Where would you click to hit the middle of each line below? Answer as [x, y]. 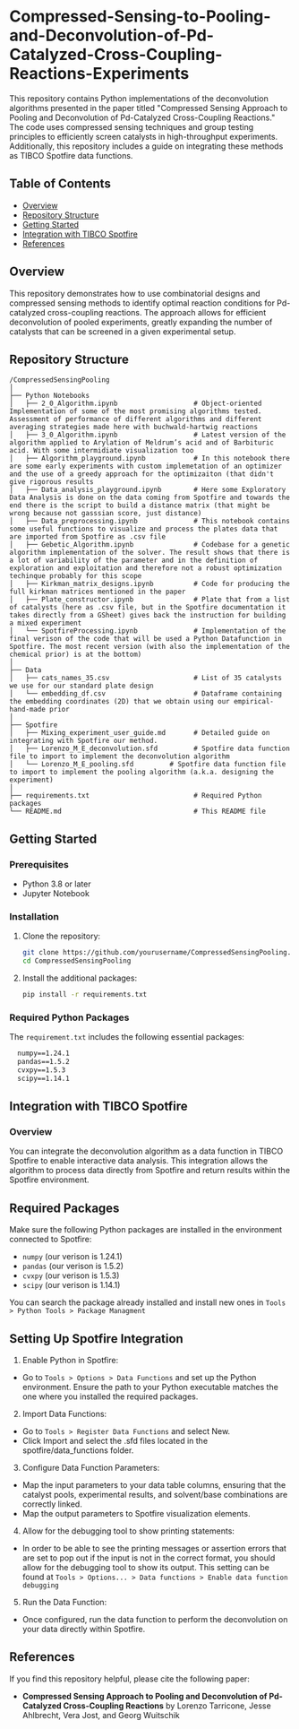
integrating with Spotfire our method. [84, 741]
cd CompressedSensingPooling [77, 961]
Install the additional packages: [79, 978]
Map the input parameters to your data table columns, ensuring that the [154, 1485]
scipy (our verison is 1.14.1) [71, 1285]
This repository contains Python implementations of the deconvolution [139, 98]
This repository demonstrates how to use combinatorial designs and [135, 293]
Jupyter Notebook [56, 894]
